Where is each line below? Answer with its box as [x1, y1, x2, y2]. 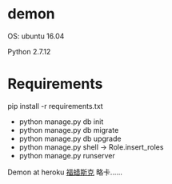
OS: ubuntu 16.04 [7, 31, 65, 41]
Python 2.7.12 [7, 46, 51, 56]
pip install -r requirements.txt [7, 101, 103, 110]
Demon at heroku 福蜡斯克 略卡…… [7, 167, 123, 177]
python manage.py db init [18, 117, 104, 126]
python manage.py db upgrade [18, 134, 122, 143]
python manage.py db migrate [18, 125, 119, 134]
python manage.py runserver [18, 150, 115, 160]
